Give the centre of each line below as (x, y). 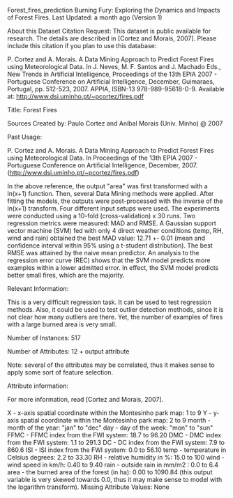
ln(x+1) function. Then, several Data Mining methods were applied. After (111, 194)
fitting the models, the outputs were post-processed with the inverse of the (115, 201)
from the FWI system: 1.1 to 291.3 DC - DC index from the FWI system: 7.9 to (116, 443)
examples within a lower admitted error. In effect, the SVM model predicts (113, 267)
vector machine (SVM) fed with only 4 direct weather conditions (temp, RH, (115, 231)
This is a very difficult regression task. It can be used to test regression (109, 302)
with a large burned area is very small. (62, 324)
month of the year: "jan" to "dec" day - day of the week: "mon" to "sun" (110, 428)
